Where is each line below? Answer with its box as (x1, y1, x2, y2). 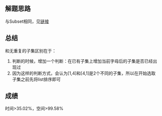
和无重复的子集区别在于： (5, 48, 56, 53)
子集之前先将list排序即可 (12, 76, 61, 82)
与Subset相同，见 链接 (5, 18, 49, 24)
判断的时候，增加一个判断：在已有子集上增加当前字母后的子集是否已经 (12, 58, 153, 64)
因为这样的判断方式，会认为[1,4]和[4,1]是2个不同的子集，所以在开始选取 (12, 70, 156, 76)
